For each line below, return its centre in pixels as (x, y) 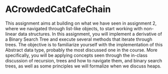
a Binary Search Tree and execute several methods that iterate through (79, 39)
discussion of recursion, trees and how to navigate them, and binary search (84, 60)
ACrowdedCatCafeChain (58, 9)
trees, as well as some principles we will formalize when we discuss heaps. (83, 66)
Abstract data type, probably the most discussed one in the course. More (81, 50)
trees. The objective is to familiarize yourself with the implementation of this (84, 44)
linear (11, 34)
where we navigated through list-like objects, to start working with (74, 28)
